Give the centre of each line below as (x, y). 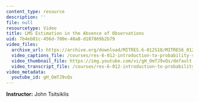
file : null (20, 22)
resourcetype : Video (32, 28)
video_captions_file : (38, 55)
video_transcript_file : (41, 66)
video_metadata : (26, 72)
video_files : (22, 45)
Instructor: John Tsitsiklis (38, 94)
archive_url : (28, 50)
